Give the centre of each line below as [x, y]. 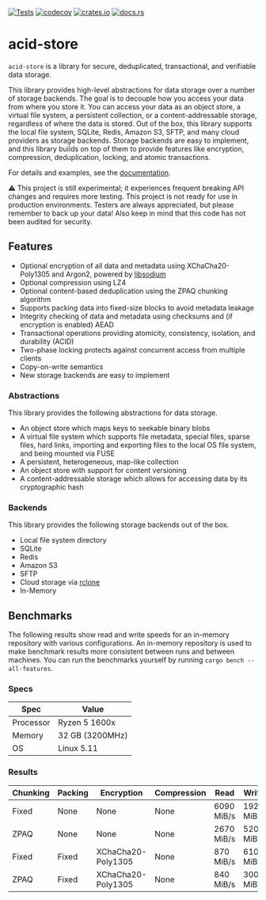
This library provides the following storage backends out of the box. [119, 525]
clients [30, 358]
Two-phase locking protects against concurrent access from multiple [132, 349]
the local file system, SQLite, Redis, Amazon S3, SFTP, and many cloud [124, 132]
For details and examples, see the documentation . [90, 172]
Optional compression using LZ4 [73, 282]
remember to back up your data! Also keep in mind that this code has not [127, 213]
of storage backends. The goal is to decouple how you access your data [126, 98]
